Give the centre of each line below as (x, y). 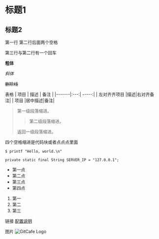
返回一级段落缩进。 (36, 132)
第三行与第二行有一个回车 (31, 53)
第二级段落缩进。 (46, 121)
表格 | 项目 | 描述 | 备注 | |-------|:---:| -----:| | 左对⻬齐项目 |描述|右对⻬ (78, 94)
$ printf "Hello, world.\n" (34, 151)
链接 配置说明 (19, 221)
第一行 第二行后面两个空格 (31, 42)
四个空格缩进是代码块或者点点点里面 (42, 142)
